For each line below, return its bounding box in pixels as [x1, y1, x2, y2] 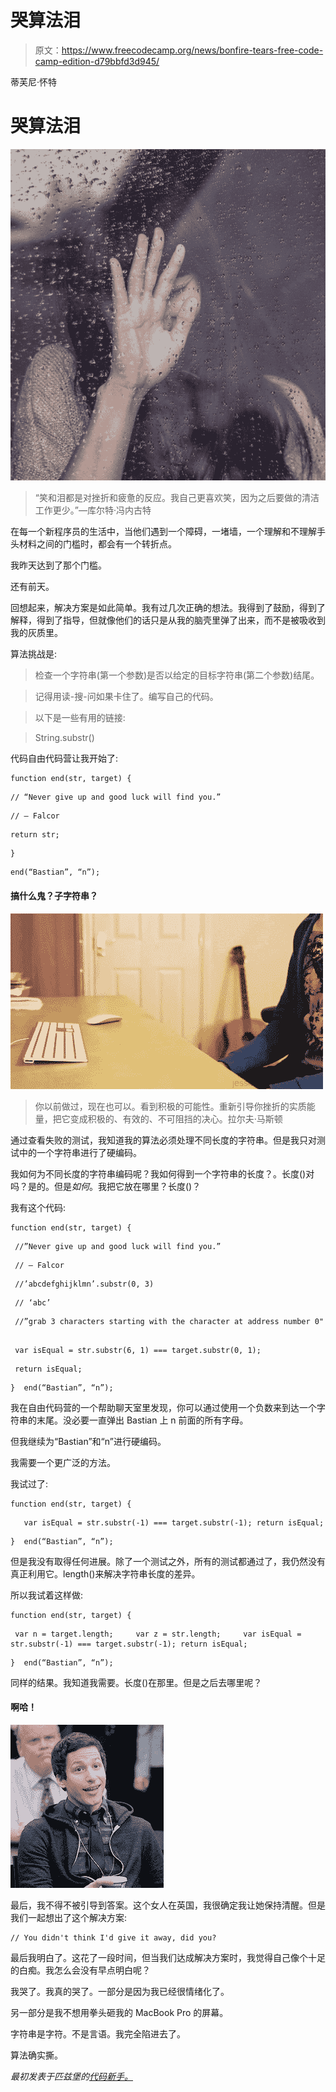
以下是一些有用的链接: [34, 712, 126, 724]
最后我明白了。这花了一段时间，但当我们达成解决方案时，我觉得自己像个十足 [10, 1951, 326, 1963]
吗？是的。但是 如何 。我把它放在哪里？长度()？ [10, 1180, 202, 1192]
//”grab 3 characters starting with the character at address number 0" [14, 1316, 325, 1326]
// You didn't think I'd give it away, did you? [10, 1932, 217, 1943]
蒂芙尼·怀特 [10, 76, 58, 88]
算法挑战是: [10, 648, 58, 660]
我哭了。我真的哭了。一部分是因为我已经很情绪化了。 [10, 1985, 230, 1997]
